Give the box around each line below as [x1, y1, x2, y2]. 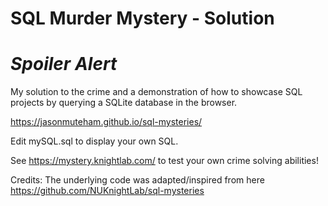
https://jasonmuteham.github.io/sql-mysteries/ [10, 116, 203, 128]
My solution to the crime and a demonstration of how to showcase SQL [10, 86, 303, 98]
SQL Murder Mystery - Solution [10, 7, 275, 30]
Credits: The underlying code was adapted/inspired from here [10, 174, 265, 186]
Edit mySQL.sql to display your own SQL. [10, 135, 179, 147]
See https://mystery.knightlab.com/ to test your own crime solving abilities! [10, 155, 319, 167]
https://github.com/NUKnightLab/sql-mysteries [10, 185, 205, 197]
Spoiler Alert [10, 53, 118, 76]
